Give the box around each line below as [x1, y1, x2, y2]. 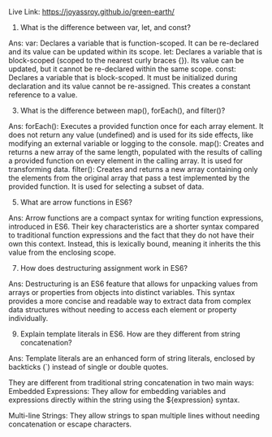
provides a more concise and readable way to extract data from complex [8, 296, 252, 306]
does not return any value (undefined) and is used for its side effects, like [8, 130, 254, 139]
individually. [8, 314, 49, 323]
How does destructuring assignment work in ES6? [19, 263, 188, 272]
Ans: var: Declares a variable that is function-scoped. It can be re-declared [8, 38, 259, 48]
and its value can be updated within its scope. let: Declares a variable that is [8, 47, 262, 56]
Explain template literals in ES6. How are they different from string [19, 329, 241, 339]
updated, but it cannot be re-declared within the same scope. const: [8, 64, 237, 74]
